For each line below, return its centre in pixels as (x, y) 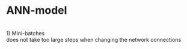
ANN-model (37, 10)
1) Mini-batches (26, 33)
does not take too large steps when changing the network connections (94, 39)
